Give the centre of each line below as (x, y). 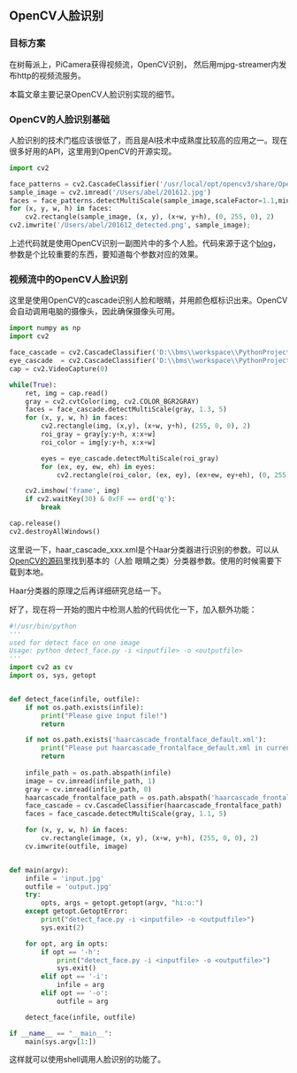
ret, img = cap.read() (67, 393)
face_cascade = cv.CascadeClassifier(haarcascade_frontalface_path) (154, 806)
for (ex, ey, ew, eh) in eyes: (99, 467)
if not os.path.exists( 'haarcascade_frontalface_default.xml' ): (146, 740)
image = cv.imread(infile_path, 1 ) (91, 781)
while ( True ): (33, 385)
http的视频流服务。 (51, 75)
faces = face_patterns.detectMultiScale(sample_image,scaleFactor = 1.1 (142, 201)
